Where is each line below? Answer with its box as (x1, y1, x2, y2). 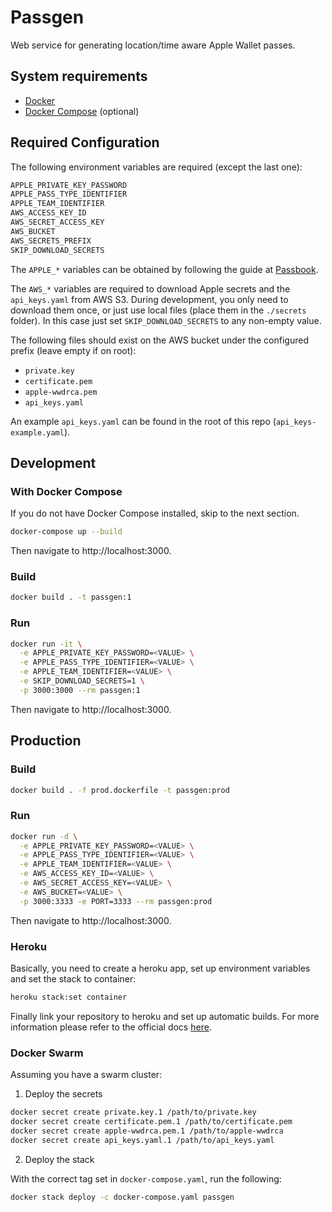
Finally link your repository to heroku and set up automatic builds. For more (10, 1010, 320, 1022)
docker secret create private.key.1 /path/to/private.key (10, 1107, 257, 1118)
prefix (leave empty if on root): (10, 344, 137, 356)
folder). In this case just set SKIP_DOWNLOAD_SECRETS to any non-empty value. (10, 314, 322, 326)
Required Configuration (10, 134, 160, 151)
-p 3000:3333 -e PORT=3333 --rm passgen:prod (19, 896, 213, 906)
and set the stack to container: (10, 973, 137, 985)
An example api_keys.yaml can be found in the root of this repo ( (10, 415, 277, 427)
